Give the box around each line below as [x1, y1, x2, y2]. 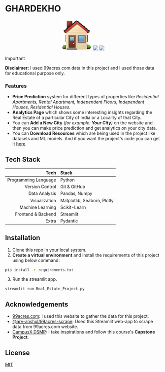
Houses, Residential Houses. [12, 104, 71, 110]
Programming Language [7, 177, 57, 183]
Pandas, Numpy [60, 190, 93, 196]
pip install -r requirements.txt [5, 267, 74, 272]
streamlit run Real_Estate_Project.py [5, 287, 85, 292]
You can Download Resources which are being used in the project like [12, 130, 156, 136]
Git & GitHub [60, 184, 85, 190]
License [5, 348, 30, 357]
